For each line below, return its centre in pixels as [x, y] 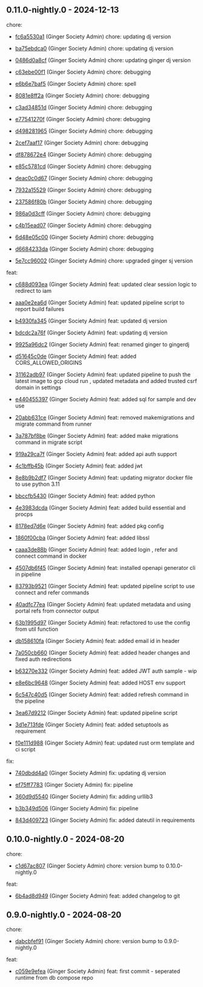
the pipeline [30, 701]
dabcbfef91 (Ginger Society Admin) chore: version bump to [89, 941]
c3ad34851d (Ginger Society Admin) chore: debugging [84, 107]
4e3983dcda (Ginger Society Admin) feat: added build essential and [100, 507]
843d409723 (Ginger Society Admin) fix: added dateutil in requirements [105, 820]
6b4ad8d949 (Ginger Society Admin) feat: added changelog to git [98, 896]
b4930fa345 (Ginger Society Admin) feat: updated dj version [91, 321]
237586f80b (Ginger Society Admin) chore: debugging [84, 202]
